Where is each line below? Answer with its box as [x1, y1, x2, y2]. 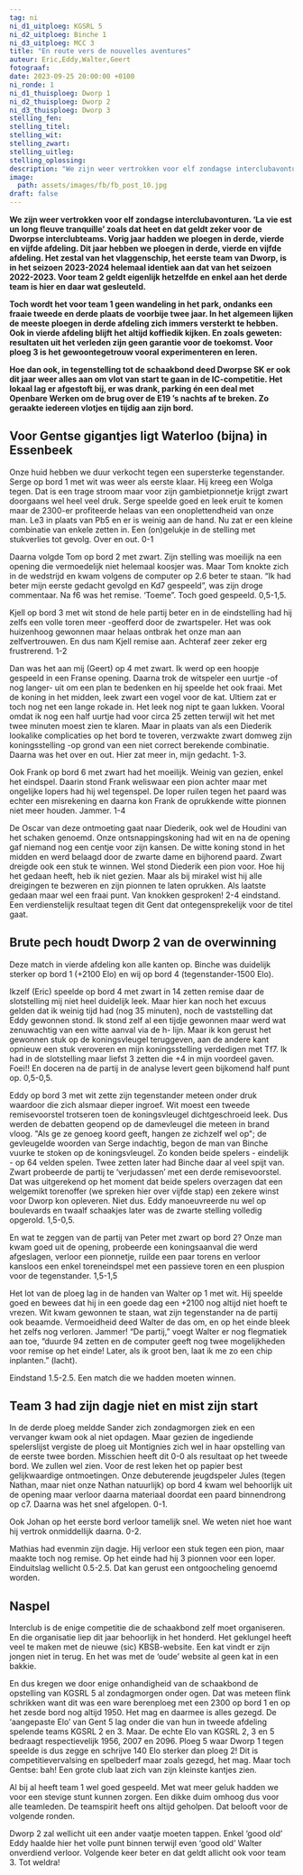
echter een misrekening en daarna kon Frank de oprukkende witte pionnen [9, 795, 287, 806]
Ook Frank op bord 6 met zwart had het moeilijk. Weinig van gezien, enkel [9, 766, 284, 777]
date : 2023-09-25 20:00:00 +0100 [9, 72, 135, 81]
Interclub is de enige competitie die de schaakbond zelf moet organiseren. [9, 1622, 286, 1633]
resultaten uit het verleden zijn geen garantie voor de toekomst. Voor [9, 337, 273, 347]
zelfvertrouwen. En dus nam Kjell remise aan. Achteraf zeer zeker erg [9, 635, 268, 646]
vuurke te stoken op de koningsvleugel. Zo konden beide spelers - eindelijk [9, 1147, 289, 1158]
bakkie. [9, 1661, 37, 1672]
